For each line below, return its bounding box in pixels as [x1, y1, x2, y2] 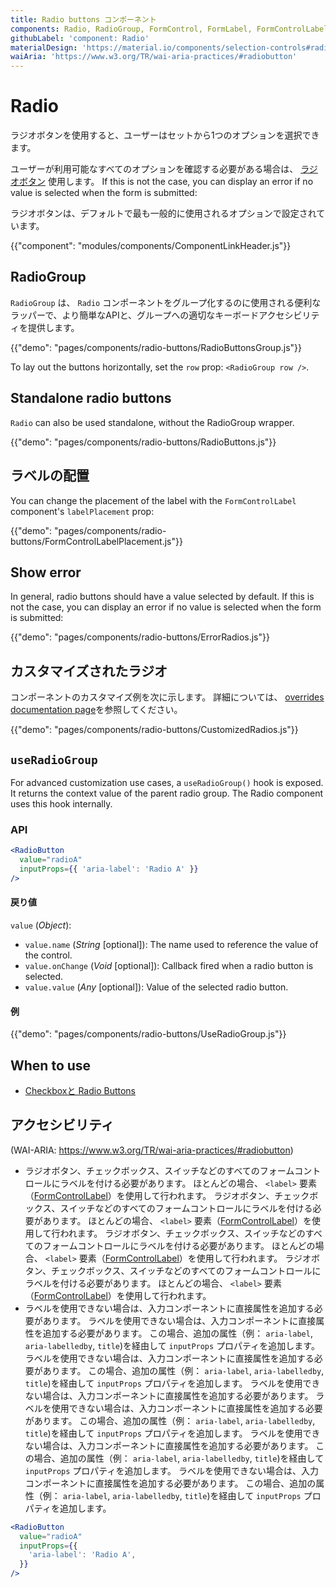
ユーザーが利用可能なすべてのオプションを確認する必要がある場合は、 [10, 163, 299, 175]
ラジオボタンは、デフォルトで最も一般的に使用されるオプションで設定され [10, 207, 317, 220]
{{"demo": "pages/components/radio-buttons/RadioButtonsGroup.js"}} [10, 341, 302, 353]
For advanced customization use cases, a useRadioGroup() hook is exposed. [10, 776, 324, 788]
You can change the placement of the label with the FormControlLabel [10, 494, 297, 506]
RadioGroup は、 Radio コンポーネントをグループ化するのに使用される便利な [10, 296, 322, 308]
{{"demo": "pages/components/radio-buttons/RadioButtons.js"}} [10, 436, 277, 448]
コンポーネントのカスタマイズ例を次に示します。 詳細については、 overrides [10, 691, 325, 703]
